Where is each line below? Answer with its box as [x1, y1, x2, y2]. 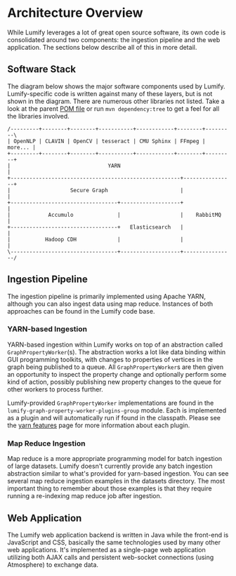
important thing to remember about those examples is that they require [7, 484, 212, 493]
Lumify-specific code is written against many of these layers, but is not [7, 89, 213, 98]
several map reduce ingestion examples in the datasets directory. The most [7, 477, 225, 485]
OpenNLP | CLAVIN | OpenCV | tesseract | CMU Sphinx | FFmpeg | [13, 138, 206, 145]
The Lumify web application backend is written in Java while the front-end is [7, 530, 229, 539]
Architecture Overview [7, 5, 143, 21]
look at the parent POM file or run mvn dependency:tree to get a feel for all [7, 104, 220, 113]
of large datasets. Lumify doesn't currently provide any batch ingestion [7, 462, 213, 471]
